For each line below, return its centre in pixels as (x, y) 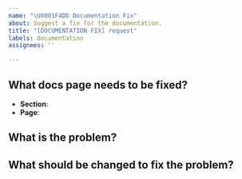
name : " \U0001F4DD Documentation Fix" (73, 16)
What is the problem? (63, 138)
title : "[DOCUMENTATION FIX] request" (73, 30)
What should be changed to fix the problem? (121, 165)
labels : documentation (46, 38)
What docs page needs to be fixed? (98, 85)
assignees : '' (32, 46)
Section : (34, 104)
